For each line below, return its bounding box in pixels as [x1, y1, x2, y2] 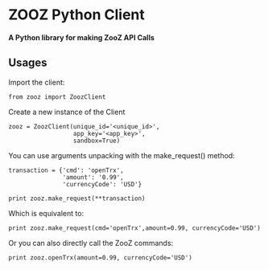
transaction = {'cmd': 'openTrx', [8, 166, 125, 174]
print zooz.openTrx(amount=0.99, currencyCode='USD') [8, 253, 193, 262]
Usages [8, 56, 47, 70]
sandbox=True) [72, 137, 121, 145]
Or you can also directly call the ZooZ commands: [8, 238, 174, 247]
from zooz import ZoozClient [8, 92, 106, 101]
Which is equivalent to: [8, 208, 85, 218]
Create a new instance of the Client [8, 107, 126, 117]
